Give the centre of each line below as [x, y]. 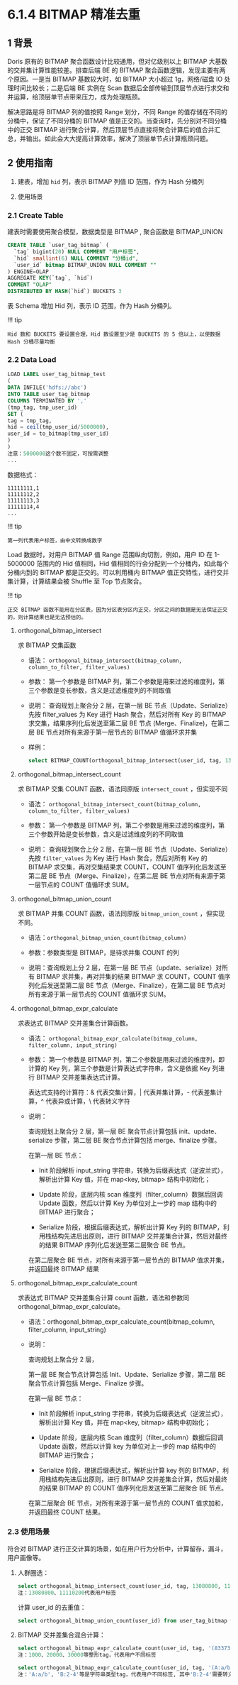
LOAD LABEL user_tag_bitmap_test [57, 374]
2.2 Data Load [32, 360]
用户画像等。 [26, 1557]
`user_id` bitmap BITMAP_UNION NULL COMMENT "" [85, 265]
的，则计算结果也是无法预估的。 [47, 617]
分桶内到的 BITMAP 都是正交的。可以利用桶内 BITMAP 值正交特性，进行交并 [118, 572]
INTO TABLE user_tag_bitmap [49, 395]
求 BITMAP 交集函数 [47, 645]
